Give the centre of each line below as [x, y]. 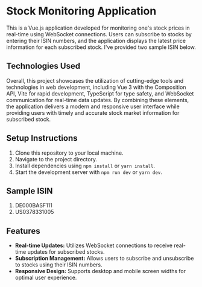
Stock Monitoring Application [81, 11]
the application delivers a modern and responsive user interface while [93, 106]
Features [23, 231]
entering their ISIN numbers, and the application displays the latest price [96, 40]
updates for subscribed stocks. [66, 252]
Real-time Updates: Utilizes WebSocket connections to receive [94, 245]
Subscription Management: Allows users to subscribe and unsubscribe [104, 259]
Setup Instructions [42, 138]
